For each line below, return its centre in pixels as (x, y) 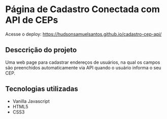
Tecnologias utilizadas (42, 89)
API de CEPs (32, 20)
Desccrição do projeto (41, 50)
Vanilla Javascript (31, 101)
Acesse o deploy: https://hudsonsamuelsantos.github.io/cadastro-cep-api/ (83, 34)
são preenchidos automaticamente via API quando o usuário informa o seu (83, 67)
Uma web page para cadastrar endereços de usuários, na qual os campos (83, 62)
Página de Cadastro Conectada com (82, 9)
